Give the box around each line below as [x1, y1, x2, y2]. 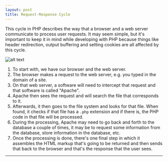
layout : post [5, 7, 32, 12]
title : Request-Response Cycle [5, 12, 70, 17]
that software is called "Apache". [12, 87, 80, 93]
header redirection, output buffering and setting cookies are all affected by [5, 41, 159, 47]
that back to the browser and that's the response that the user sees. [12, 146, 153, 152]
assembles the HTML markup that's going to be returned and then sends [12, 140, 162, 146]
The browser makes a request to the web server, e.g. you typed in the [12, 71, 156, 77]
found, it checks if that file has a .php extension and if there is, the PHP [12, 108, 159, 115]
